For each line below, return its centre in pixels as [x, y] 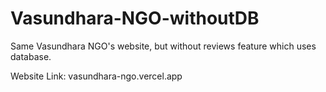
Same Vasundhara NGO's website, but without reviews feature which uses [163, 46]
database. [31, 56]
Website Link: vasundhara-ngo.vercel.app [96, 76]
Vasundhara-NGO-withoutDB [135, 18]
